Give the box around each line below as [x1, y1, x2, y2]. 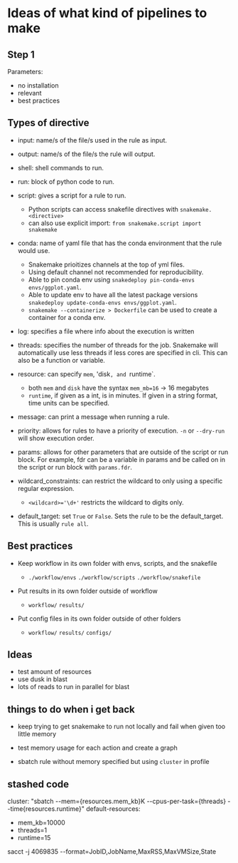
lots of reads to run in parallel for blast [17, 683, 130, 691]
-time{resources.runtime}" [7, 805, 85, 813]
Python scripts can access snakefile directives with [28, 205, 179, 213]
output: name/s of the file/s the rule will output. [17, 150, 156, 158]
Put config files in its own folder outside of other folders [17, 614, 181, 623]
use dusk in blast [17, 675, 67, 683]
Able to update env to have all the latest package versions [28, 290, 198, 299]
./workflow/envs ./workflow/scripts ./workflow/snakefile [28, 574, 201, 582]
